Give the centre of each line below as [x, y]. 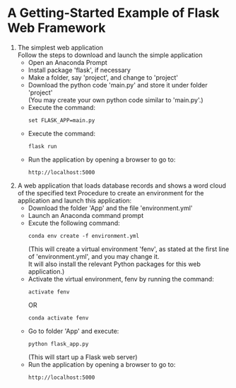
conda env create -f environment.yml [84, 236]
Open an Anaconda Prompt [67, 62]
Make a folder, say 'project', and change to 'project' [103, 77]
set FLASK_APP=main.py [61, 120]
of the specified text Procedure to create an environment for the [111, 193]
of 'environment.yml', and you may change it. [94, 256]
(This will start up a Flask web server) [83, 357]
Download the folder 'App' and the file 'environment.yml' [110, 208]
